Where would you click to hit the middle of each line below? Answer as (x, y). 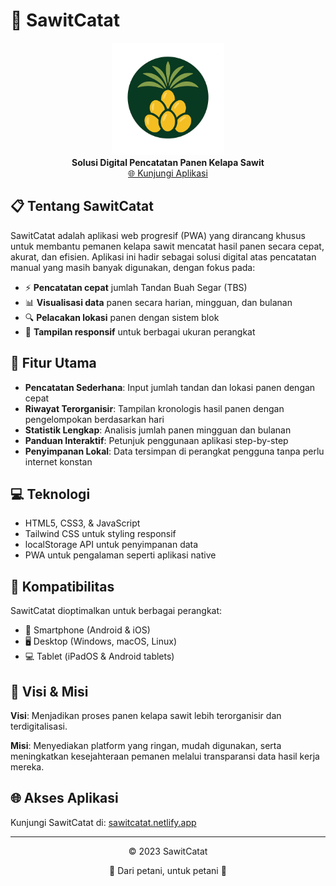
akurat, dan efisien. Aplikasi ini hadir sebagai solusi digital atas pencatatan (163, 256)
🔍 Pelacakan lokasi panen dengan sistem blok (122, 317)
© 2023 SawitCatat (168, 851)
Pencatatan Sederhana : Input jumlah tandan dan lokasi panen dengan (170, 387)
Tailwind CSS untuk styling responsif (100, 534)
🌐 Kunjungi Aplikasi (168, 173)
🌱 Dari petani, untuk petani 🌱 (168, 870)
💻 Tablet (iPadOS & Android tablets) (99, 656)
